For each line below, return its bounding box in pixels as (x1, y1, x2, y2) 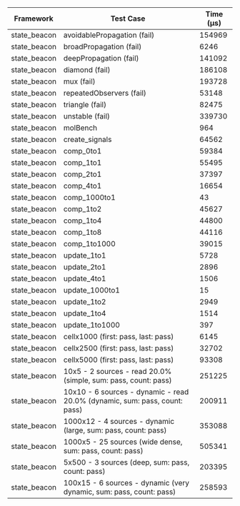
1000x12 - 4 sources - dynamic (63, 417, 175, 426)
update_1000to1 (63, 285, 120, 295)
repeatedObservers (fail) (63, 88, 146, 98)
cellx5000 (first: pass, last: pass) (63, 355, 174, 365)
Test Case (110, 14, 146, 24)
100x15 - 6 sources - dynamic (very (63, 478, 189, 487)
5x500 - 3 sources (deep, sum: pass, (63, 457, 190, 467)
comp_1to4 (63, 216, 102, 226)
